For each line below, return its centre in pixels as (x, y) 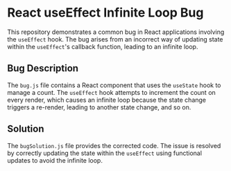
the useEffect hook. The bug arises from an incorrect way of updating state (115, 39)
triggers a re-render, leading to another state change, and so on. (99, 107)
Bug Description (43, 68)
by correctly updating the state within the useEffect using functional (105, 153)
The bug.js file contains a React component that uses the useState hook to (114, 85)
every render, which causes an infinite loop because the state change (107, 100)
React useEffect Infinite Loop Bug (105, 13)
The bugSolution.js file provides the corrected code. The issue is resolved (114, 145)
